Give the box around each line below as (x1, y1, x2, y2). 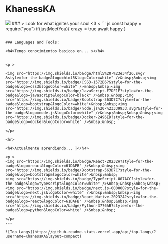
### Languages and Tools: (5, 40, 59, 45)
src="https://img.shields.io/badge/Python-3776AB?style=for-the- (5, 203, 145, 208)
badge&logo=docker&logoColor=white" (5, 119, 82, 124)
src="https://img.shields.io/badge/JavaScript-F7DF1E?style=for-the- (5, 88, 154, 93)
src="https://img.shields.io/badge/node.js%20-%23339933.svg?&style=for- (5, 106, 163, 111)
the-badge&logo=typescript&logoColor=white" (5, 181, 100, 186)
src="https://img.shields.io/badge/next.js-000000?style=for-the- (16, 185, 158, 191)
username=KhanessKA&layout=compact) (5, 234, 82, 239)
